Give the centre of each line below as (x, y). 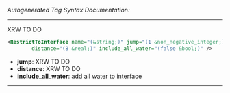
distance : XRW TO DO (49, 68)
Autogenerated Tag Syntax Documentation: (68, 10)
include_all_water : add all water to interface (79, 76)
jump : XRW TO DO (43, 62)
